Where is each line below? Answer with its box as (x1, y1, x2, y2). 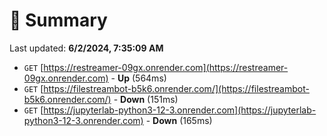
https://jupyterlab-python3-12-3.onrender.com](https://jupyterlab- (43, 104, 317, 116)
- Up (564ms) (110, 72, 167, 84)
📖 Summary (9, 9, 108, 32)
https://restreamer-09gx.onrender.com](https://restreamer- (43, 61, 289, 73)
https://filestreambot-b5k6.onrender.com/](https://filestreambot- (43, 82, 310, 94)
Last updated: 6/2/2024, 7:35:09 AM (9, 42, 164, 54)
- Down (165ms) (145, 114, 213, 126)
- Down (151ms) (113, 93, 179, 105)
